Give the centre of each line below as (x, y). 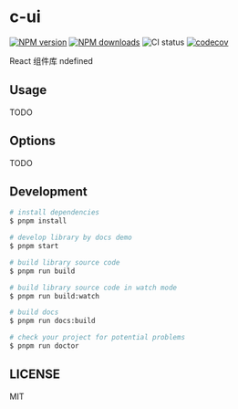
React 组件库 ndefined (52, 60)
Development (49, 191)
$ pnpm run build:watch (55, 296)
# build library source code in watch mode (93, 288)
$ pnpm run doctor (44, 346)
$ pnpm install (38, 221)
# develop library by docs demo (71, 238)
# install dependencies (55, 213)
